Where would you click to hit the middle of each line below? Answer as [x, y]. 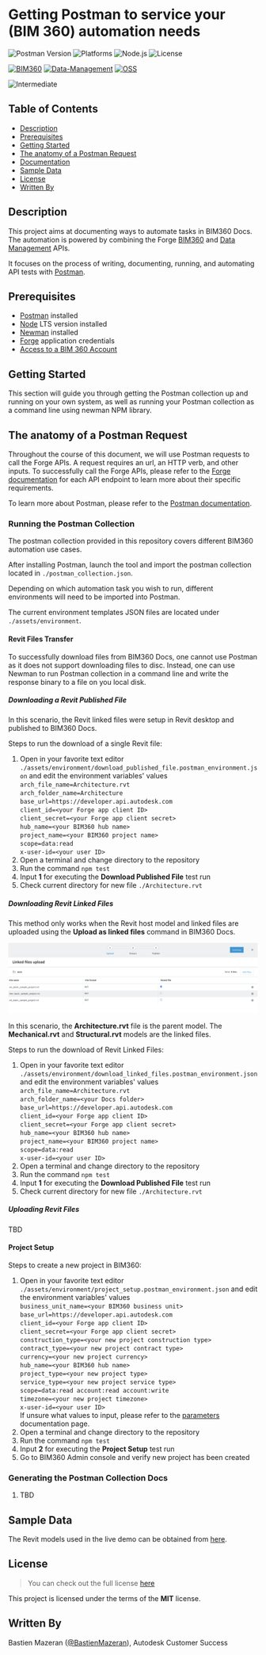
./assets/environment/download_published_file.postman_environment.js [139, 768]
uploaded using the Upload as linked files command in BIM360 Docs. [122, 932]
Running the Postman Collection [72, 523]
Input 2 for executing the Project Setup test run [97, 1449]
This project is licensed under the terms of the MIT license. [104, 1598]
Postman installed [49, 315]
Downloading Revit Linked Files [61, 904]
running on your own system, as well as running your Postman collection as [131, 402]
